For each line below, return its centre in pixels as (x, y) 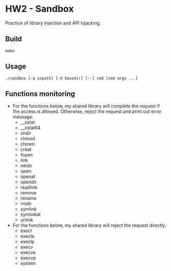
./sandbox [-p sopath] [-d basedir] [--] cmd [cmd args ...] (72, 78)
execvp (28, 258)
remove (28, 193)
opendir (29, 182)
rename (28, 198)
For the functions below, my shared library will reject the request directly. (89, 226)
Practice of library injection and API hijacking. (53, 23)
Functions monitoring (40, 94)
